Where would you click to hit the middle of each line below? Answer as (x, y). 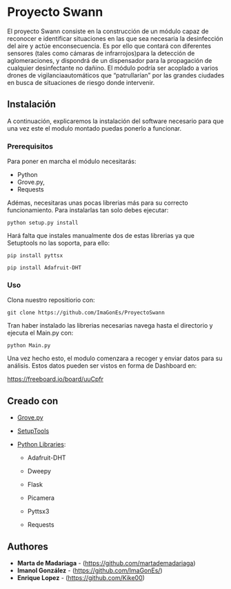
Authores (28, 546)
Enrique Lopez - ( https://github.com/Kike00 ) (81, 577)
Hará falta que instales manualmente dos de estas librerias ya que (101, 236)
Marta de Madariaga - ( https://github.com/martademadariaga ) (106, 563)
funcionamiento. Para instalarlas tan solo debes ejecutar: (88, 210)
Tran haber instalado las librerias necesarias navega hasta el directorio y (110, 326)
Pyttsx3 (38, 512)
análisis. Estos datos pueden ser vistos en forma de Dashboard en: (102, 366)
